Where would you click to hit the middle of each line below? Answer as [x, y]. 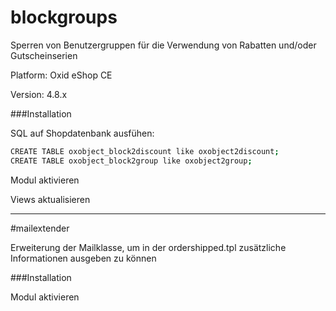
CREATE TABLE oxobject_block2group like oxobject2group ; [131, 161]
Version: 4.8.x [39, 94]
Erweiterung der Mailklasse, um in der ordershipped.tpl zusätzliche [148, 247]
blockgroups [64, 17]
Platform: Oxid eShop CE [61, 75]
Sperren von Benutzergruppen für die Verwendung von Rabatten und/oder [163, 45]
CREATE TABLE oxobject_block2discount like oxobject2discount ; [145, 151]
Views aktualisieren [50, 199]
